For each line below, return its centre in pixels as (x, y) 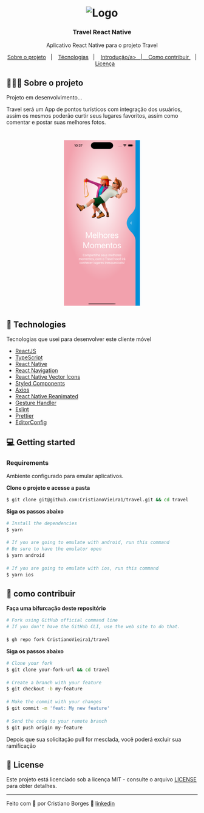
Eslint (22, 409)
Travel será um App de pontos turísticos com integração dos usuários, (94, 109)
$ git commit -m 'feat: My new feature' (58, 708)
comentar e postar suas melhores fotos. (56, 123)
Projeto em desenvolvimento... (44, 98)
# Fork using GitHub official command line (62, 620)
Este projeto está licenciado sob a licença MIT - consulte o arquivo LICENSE (102, 779)
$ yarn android (25, 556)
